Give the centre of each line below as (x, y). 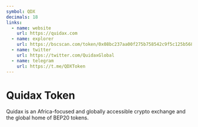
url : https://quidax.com (47, 34)
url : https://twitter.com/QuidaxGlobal (66, 55)
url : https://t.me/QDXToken (51, 66)
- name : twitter (31, 50)
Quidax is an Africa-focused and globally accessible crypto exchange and (96, 112)
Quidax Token (41, 95)
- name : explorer (33, 39)
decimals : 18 (22, 17)
